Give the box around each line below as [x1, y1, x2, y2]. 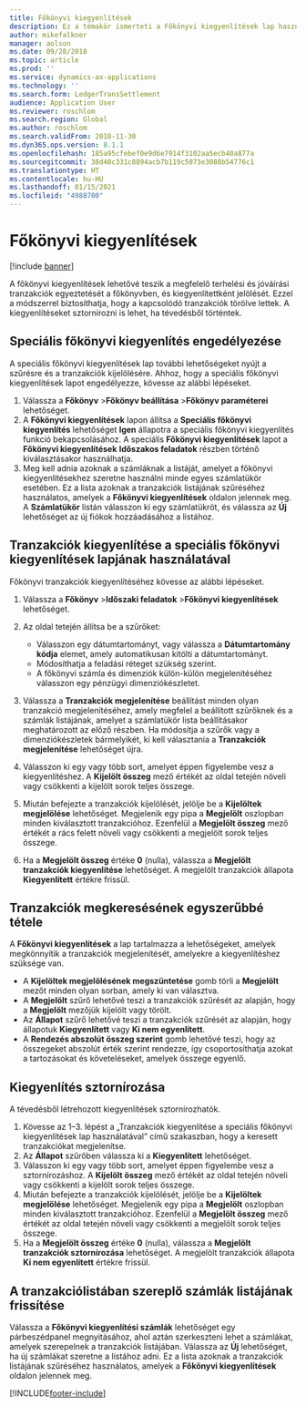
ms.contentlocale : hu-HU [9, 174, 104, 183]
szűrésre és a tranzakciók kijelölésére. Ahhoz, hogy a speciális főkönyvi [9, 367, 280, 378]
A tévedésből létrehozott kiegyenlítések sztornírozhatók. [9, 1104, 221, 1114]
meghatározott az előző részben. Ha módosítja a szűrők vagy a [22, 724, 260, 734]
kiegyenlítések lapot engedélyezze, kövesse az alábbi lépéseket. [9, 377, 252, 388]
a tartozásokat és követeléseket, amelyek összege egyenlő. [22, 1053, 247, 1064]
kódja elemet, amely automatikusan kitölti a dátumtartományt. [36, 648, 269, 659]
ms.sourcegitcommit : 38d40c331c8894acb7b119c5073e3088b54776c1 [9, 157, 255, 167]
